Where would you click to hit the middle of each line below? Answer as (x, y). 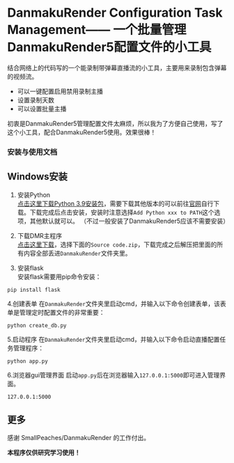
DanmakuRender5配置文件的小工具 (109, 47)
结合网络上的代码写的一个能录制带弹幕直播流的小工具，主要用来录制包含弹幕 (117, 68)
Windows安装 (37, 176)
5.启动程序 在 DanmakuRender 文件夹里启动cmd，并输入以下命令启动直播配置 (114, 339)
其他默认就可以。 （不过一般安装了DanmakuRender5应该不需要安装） (130, 221)
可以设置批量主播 (42, 109)
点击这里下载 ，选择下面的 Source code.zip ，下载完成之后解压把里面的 (117, 244)
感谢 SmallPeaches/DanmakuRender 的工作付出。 (79, 438)
